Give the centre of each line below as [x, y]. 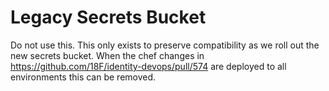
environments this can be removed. [83, 77]
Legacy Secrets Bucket [108, 17]
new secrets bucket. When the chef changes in [107, 55]
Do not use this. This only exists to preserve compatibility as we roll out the [165, 45]
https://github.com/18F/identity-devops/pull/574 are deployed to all [148, 66]
